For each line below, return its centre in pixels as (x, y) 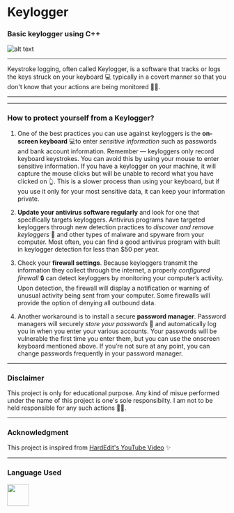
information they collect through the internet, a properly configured (114, 270)
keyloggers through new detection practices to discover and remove (116, 227)
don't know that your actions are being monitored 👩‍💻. (84, 87)
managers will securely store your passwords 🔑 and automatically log (117, 323)
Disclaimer (26, 378)
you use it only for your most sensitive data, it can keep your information (121, 191)
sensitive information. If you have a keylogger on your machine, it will (116, 166)
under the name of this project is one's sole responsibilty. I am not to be (110, 401)
